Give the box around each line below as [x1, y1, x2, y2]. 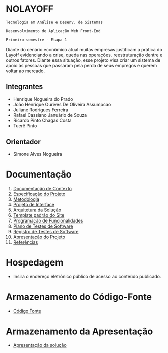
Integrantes [6, 82, 43, 91]
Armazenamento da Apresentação [6, 326, 153, 337]
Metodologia [13, 196, 40, 202]
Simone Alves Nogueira [13, 151, 62, 157]
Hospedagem [6, 256, 64, 268]
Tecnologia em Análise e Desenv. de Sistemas [6, 20, 103, 25]
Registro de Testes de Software [13, 228, 79, 234]
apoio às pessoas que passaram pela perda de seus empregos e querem [6, 62, 157, 68]
